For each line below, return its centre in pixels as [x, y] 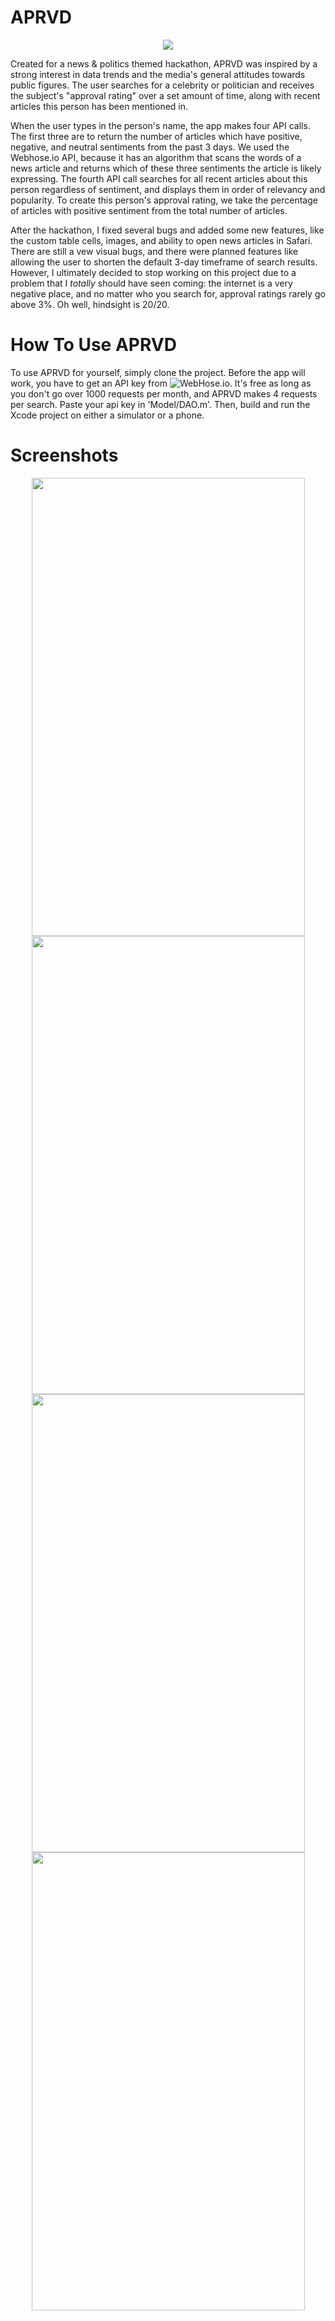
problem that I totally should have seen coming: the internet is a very [151, 283]
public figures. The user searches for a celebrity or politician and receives [162, 85]
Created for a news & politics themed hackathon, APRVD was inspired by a [164, 63]
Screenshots [64, 455]
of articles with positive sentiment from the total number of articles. [149, 210]
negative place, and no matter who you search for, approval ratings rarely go [168, 293]
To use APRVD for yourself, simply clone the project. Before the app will [158, 372]
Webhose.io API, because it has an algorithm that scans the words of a [156, 157]
